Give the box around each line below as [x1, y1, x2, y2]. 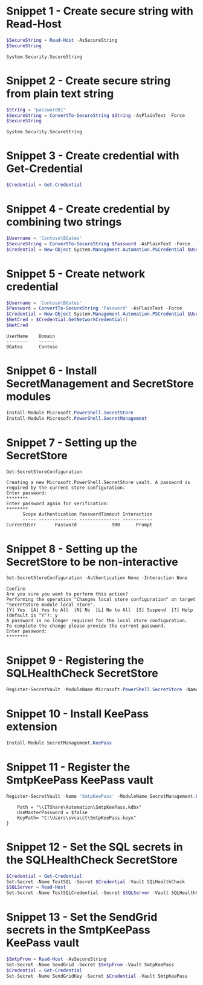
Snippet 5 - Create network [6, 267, 146, 280]
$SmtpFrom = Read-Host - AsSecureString [6, 956, 107, 963]
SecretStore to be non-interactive [6, 555, 178, 569]
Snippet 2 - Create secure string [6, 74, 171, 87]
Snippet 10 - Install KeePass [6, 707, 149, 721]
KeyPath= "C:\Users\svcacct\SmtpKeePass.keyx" [17, 815, 137, 821]
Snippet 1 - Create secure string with [6, 4, 193, 18]
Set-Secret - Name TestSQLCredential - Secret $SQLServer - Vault [6, 890, 169, 896]
